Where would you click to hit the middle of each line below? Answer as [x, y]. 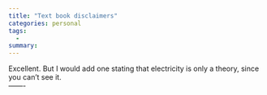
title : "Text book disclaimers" [63, 16]
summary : [23, 46]
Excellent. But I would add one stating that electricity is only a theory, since [134, 68]
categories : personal [45, 23]
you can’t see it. [35, 77]
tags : [17, 31]
